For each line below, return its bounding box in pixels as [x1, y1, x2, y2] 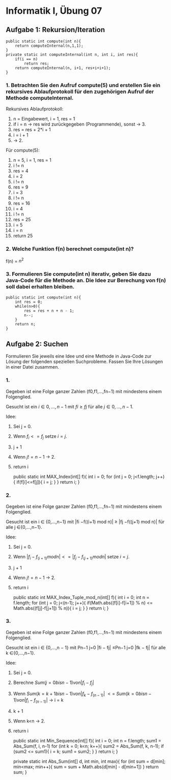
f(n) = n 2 [6, 257, 24, 264]
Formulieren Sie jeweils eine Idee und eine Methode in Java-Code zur [6, 353, 152, 359]
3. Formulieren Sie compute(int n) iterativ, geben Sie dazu [6, 271, 151, 278]
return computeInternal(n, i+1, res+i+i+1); [15, 66, 111, 71]
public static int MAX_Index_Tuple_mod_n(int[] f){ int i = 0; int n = [13, 594, 150, 600]
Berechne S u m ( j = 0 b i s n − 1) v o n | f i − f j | [13, 679, 95, 686]
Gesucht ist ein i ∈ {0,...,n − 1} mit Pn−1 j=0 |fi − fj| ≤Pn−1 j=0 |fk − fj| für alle [6, 644, 166, 650]
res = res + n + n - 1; [24, 308, 74, 313]
